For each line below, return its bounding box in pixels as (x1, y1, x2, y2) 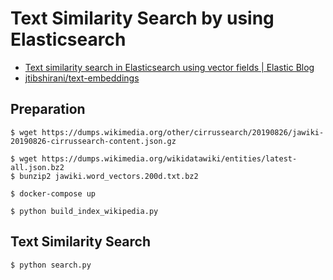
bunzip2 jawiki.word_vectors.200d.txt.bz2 (19, 171, 199, 181)
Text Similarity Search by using (10, 7, 275, 30)
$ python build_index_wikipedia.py (10, 206, 159, 216)
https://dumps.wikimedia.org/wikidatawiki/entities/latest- (41, 153, 298, 164)
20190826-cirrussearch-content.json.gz (10, 136, 177, 146)
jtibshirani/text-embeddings (24, 72, 140, 84)
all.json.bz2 (10, 162, 65, 172)
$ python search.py (10, 260, 92, 270)
